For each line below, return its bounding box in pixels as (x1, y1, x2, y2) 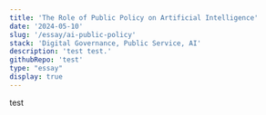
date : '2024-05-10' (9, 22, 84, 31)
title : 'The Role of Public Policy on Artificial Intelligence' (9, 13, 259, 23)
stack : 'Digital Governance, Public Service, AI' (9, 38, 202, 48)
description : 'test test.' (9, 47, 112, 56)
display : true (9, 72, 64, 81)
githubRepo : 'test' (9, 55, 84, 64)
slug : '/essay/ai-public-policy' (9, 30, 137, 39)
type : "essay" (9, 64, 64, 73)
